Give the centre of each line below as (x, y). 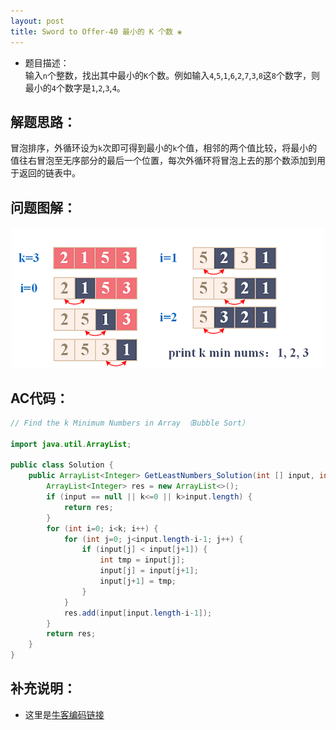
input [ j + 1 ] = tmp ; (138, 581)
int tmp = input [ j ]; (142, 560)
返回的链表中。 (49, 173)
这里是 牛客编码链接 (64, 714)
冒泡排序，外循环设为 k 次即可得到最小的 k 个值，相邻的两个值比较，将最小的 (164, 148)
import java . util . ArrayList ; (71, 444)
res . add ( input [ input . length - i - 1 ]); (138, 613)
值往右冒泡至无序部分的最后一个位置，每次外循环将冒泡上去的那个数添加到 (163, 161)
